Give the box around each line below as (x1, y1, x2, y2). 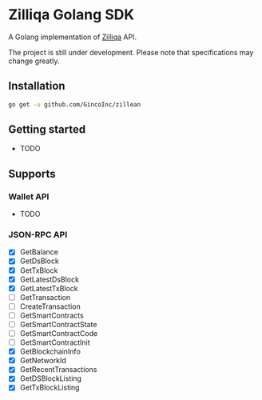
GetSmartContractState (19, 319, 97, 329)
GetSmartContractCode (19, 328, 98, 338)
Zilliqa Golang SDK (8, 6, 134, 24)
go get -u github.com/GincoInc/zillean (8, 100, 141, 109)
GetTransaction (19, 292, 71, 302)
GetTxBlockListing (19, 382, 80, 393)
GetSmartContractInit (19, 338, 90, 347)
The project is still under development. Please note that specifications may (8, 47, 254, 57)
